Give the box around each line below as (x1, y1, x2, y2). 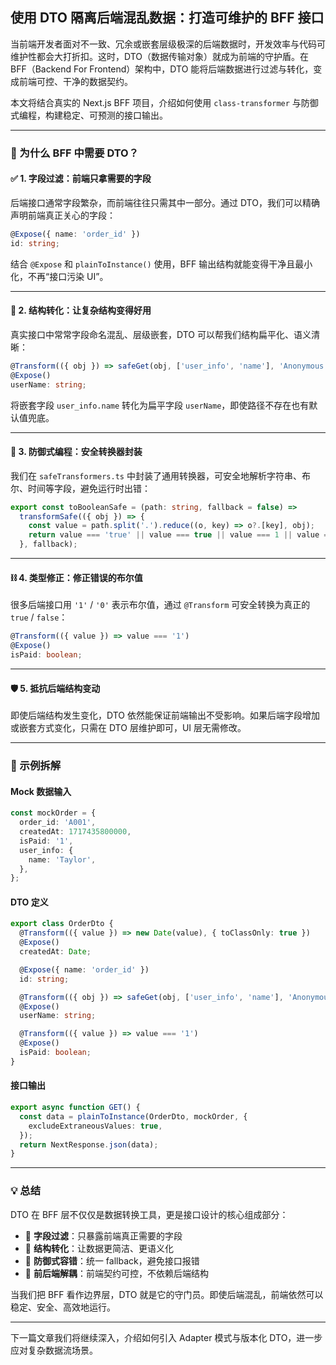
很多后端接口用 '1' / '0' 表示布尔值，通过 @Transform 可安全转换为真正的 (10, 599, 311, 611)
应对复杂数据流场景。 (10, 1344, 98, 1356)
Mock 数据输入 (10, 785, 72, 797)
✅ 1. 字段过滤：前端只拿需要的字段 (10, 173, 152, 185)
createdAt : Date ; (19, 947, 92, 957)
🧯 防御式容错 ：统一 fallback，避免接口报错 (24, 1254, 200, 1267)
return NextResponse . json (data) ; (19, 1139, 159, 1150)
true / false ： (10, 611, 68, 623)
